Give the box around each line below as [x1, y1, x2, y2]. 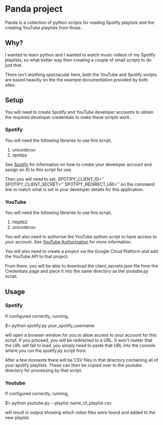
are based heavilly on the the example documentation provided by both [5, 77, 148, 82]
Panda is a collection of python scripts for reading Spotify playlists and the [5, 19, 155, 25]
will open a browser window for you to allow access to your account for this [5, 332, 157, 338]
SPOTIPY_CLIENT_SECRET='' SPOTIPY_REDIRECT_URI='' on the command [5, 181, 155, 187]
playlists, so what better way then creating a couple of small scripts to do [5, 57, 152, 63]
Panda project [5, 3, 63, 15]
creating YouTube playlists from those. [5, 24, 82, 30]
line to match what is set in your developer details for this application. [5, 186, 145, 192]
